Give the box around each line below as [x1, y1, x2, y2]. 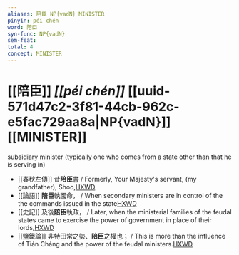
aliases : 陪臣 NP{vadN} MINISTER [7, 10, 105, 18]
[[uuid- [127, 83, 171, 100]
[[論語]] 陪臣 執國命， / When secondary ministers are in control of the [17, 191, 223, 199]
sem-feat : [7, 37, 37, 44]
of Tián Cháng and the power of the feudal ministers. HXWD [17, 239, 193, 248]
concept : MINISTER [7, 51, 62, 58]
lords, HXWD [17, 223, 55, 231]
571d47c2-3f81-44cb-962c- [7, 99, 180, 115]
